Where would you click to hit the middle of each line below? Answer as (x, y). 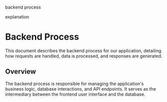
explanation (17, 17)
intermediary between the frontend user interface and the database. (75, 94)
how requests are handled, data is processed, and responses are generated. (84, 56)
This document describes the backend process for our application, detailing (83, 51)
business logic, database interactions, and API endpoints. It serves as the (81, 89)
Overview (21, 72)
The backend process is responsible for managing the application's (74, 84)
